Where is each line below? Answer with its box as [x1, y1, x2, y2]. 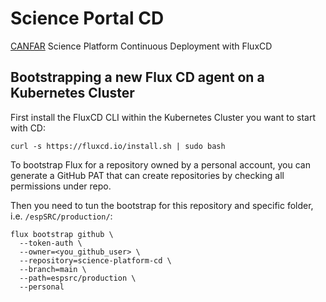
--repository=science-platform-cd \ [19, 255, 172, 266]
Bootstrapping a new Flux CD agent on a [10, 69, 265, 86]
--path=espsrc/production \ [19, 273, 137, 283]
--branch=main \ [19, 264, 87, 274]
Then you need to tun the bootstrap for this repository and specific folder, [10, 199, 314, 211]
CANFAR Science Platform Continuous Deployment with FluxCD [10, 40, 273, 52]
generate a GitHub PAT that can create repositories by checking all [10, 169, 285, 181]
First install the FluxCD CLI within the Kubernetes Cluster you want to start [10, 111, 316, 123]
